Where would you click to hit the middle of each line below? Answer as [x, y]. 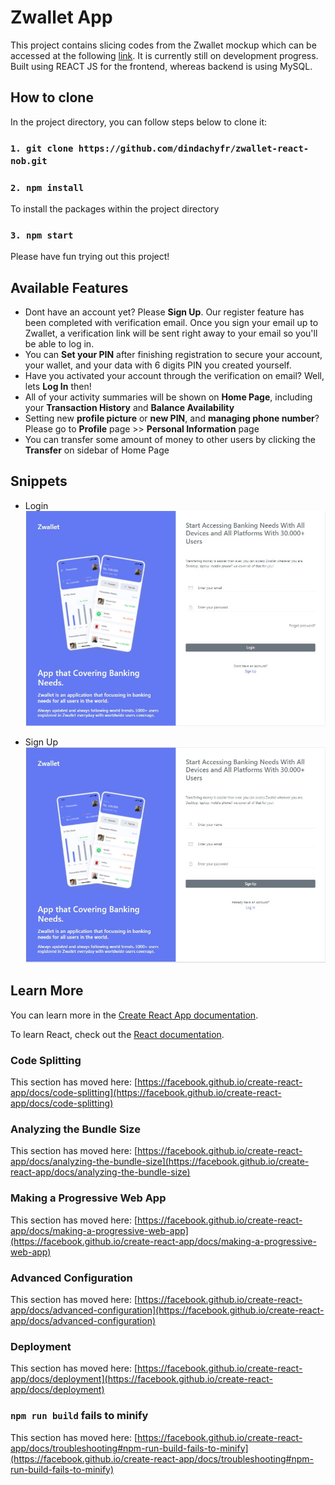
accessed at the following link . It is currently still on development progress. [164, 55]
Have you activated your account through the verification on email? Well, [174, 376]
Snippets [39, 481]
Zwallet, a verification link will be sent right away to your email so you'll [171, 333]
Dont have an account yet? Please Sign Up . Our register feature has [164, 312]
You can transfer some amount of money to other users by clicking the [170, 440]
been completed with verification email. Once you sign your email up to [171, 323]
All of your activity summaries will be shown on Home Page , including [168, 397]
